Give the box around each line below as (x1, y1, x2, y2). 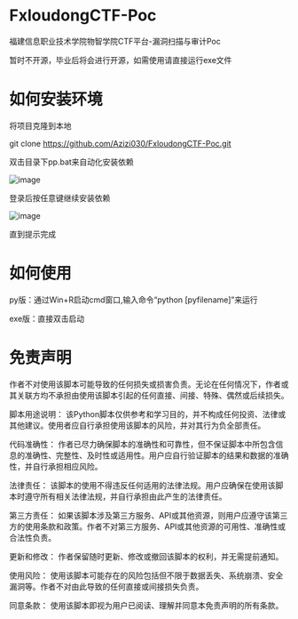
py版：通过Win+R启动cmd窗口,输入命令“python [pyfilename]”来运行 (9, 294, 259, 305)
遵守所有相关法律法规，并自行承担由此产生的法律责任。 (24, 491, 227, 502)
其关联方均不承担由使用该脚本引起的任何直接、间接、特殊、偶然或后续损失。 (9, 390, 289, 400)
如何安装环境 (9, 90, 104, 109)
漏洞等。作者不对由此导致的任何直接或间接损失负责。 (9, 581, 204, 591)
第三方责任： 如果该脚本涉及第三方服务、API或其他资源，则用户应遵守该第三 (9, 510, 288, 520)
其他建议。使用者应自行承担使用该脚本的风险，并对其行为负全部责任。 (9, 420, 266, 430)
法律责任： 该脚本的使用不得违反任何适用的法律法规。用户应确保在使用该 (9, 479, 276, 490)
